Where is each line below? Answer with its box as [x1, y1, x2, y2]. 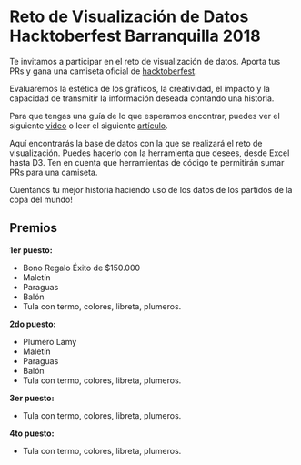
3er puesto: [9, 392, 55, 403]
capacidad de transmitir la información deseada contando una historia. [9, 93, 275, 104]
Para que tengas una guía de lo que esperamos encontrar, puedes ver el [9, 110, 280, 121]
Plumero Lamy [22, 336, 77, 347]
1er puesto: [9, 244, 53, 256]
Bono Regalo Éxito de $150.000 [22, 262, 141, 273]
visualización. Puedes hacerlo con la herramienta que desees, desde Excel [9, 147, 290, 158]
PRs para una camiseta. [9, 167, 98, 177]
